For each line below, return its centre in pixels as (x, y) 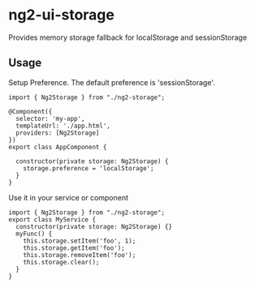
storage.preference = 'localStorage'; (89, 168)
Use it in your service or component (68, 197)
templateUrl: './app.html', (63, 126)
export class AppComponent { (58, 147)
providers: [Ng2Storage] (58, 133)
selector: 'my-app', (50, 118)
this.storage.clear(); (61, 262)
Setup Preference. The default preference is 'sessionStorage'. (112, 82)
